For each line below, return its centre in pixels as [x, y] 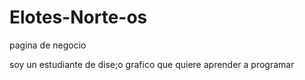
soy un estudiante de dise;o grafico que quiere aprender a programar [152, 64]
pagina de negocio [48, 45]
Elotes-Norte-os [78, 17]
